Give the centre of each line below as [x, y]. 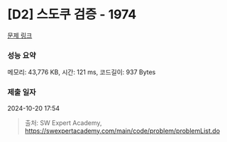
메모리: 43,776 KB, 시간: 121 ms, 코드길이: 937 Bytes [82, 72]
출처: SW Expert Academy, [63, 123]
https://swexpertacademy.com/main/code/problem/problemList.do [122, 131]
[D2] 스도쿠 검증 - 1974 [72, 14]
